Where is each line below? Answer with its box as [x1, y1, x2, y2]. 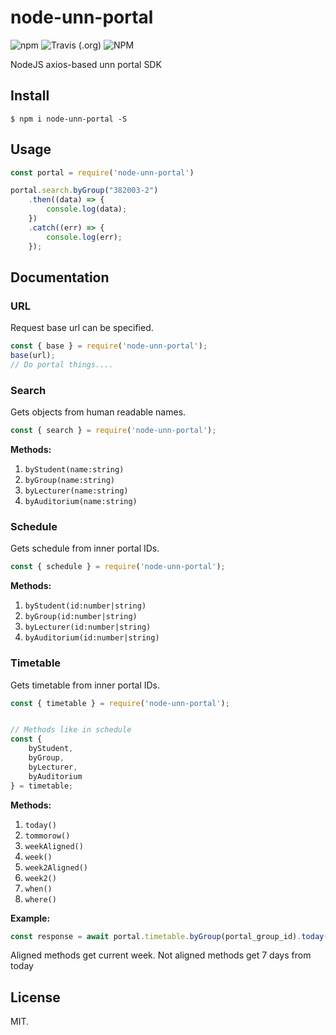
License [10, 989, 61, 1006]
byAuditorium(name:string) [24, 497, 138, 507]
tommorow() [24, 831, 71, 841]
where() [24, 894, 57, 905]
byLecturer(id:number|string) [24, 622, 152, 633]
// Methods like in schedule [10, 725, 132, 735]
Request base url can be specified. [10, 322, 154, 334]
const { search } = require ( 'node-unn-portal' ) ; [10, 426, 217, 436]
